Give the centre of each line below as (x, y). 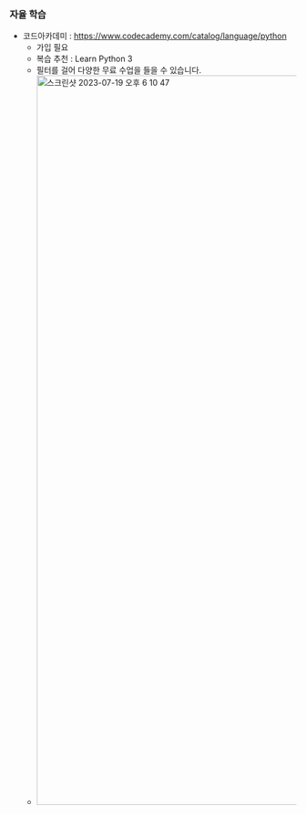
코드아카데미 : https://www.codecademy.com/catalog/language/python (154, 36)
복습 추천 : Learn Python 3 (84, 59)
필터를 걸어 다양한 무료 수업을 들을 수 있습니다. (119, 70)
